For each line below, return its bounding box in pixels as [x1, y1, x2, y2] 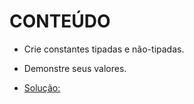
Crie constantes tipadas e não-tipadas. [23, 43, 185, 55]
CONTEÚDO [9, 10, 111, 33]
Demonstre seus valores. [23, 62, 127, 74]
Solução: [23, 81, 61, 94]
